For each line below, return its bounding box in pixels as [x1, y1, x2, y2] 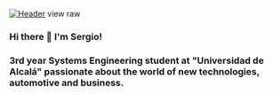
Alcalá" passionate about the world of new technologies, [9, 65, 260, 77]
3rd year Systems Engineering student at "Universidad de [9, 54, 264, 67]
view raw [47, 9, 81, 19]
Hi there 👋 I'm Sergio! [9, 30, 102, 43]
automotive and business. [9, 76, 124, 89]
